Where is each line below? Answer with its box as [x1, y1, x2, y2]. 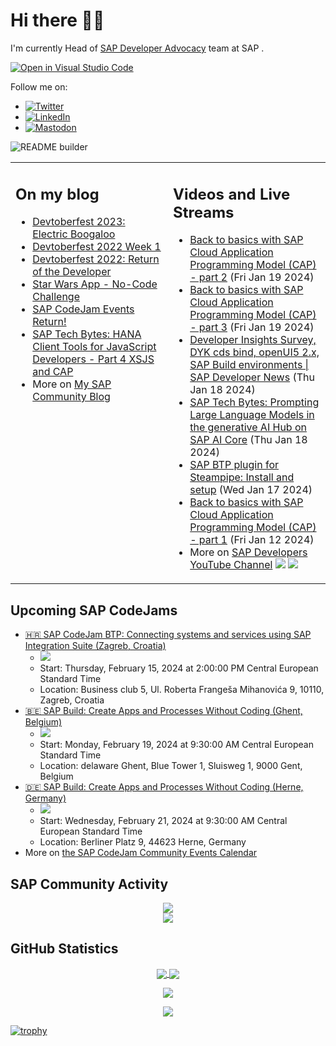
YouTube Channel [189, 558, 273, 572]
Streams [173, 202, 235, 222]
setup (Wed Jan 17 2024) [189, 483, 313, 497]
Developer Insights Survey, [189, 333, 317, 347]
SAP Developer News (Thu [189, 370, 315, 384]
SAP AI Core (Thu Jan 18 [189, 433, 308, 447]
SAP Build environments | [189, 358, 309, 372]
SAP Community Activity [10, 875, 169, 893]
